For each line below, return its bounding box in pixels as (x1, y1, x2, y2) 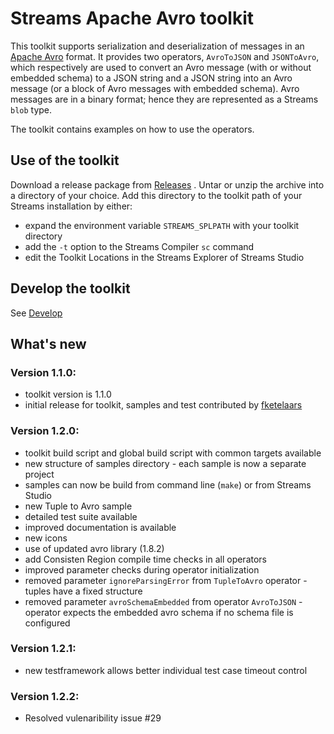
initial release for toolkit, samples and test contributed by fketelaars (24, 399, 303, 411)
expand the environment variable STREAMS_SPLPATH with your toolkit (24, 219, 300, 231)
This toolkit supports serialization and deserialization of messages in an (10, 40, 305, 52)
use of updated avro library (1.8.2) (24, 542, 165, 554)
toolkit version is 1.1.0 (24, 388, 112, 401)
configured (24, 617, 71, 629)
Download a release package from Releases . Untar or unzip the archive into (10, 178, 325, 191)
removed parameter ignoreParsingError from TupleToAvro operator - (24, 574, 308, 586)
